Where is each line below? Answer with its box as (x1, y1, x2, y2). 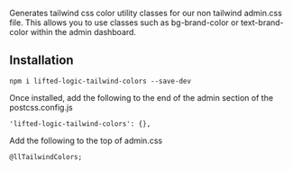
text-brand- (240, 17, 284, 28)
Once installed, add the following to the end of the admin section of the (9, 92, 273, 103)
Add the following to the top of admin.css (9, 135, 163, 146)
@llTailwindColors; (9, 152, 83, 161)
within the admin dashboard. (30, 27, 137, 37)
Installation (9, 53, 74, 68)
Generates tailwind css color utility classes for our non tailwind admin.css (9, 8, 282, 18)
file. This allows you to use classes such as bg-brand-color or (9, 17, 239, 28)
